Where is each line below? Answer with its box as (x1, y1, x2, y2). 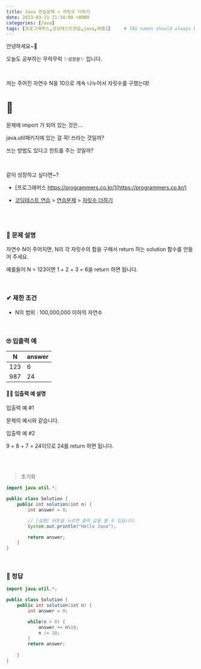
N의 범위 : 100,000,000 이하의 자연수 (14, 309, 103, 316)
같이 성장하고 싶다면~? (6, 171, 59, 178)
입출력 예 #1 (6, 405, 34, 412)
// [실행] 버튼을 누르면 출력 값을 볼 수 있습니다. (28, 518, 136, 524)
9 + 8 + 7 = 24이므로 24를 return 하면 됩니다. (6, 442, 114, 449)
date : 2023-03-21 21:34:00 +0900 (6, 14, 90, 20)
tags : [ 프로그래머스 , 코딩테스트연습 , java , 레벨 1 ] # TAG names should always (6, 25, 191, 32)
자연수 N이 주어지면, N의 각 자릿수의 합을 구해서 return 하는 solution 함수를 (6, 246, 182, 253)
